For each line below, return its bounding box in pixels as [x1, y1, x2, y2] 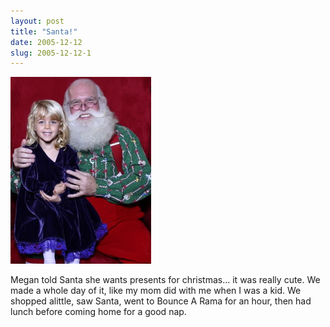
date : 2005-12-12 [10, 37, 83, 47]
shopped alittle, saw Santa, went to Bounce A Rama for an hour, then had [10, 295, 312, 307]
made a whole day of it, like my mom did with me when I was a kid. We [10, 285, 302, 297]
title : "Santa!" [10, 26, 78, 37]
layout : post [10, 16, 65, 26]
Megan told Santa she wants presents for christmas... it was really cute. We [10, 274, 321, 286]
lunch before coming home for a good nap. [10, 306, 187, 318]
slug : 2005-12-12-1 [10, 48, 92, 58]
